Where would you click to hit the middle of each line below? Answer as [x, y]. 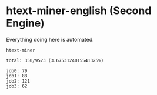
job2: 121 [18, 81]
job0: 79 [17, 71]
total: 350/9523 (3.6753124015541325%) [55, 60]
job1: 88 [17, 76]
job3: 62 [17, 86]
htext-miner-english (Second [79, 11]
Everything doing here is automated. [50, 39]
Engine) [26, 23]
